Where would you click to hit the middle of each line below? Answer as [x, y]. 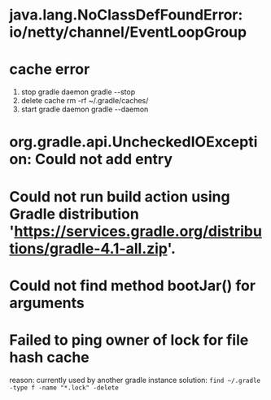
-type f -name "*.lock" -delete [64, 388]
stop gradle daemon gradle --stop [78, 92]
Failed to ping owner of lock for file [129, 340]
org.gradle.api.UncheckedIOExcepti [133, 142]
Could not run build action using [120, 196]
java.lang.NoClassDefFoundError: [126, 15]
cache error [50, 70]
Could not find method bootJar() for [132, 285]
